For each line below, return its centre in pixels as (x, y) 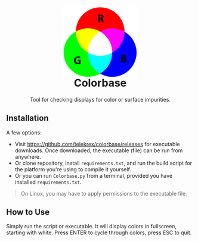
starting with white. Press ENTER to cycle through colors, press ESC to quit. (99, 232)
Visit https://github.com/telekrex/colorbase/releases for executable (97, 144)
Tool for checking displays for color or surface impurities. (100, 99)
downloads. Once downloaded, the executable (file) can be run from (99, 150)
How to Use (28, 212)
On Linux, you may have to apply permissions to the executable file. (104, 193)
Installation (27, 118)
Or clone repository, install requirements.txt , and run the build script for (103, 163)
